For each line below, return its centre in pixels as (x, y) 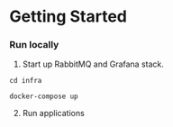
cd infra (26, 81)
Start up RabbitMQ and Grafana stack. (93, 64)
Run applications (54, 113)
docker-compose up (44, 96)
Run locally (34, 45)
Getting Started (68, 17)
